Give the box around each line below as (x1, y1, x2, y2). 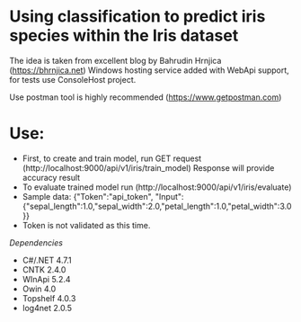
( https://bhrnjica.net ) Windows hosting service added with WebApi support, (9, 65, 289, 76)
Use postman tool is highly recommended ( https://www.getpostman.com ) (9, 92, 282, 103)
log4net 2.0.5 (22, 302, 72, 313)
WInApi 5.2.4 (22, 273, 71, 284)
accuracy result (22, 172, 81, 183)
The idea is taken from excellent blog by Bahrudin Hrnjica (9, 55, 222, 66)
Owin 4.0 (22, 283, 57, 294)
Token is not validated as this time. (22, 219, 151, 230)
